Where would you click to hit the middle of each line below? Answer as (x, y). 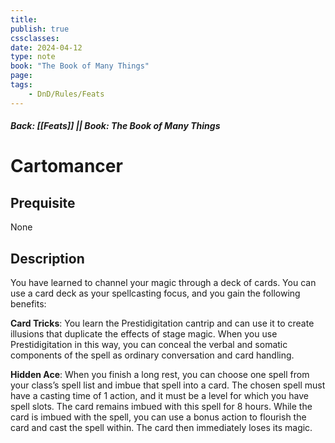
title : (24, 19)
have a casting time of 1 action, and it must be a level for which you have (159, 396)
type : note (33, 57)
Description (47, 258)
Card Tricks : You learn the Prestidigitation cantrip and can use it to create (162, 323)
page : (21, 76)
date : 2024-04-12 (46, 47)
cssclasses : (35, 38)
